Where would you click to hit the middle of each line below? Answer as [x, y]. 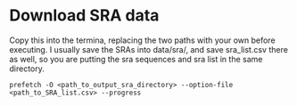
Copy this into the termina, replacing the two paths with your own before [142, 40]
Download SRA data [84, 16]
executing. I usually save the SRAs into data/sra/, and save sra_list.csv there [148, 49]
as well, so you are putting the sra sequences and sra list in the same [136, 59]
